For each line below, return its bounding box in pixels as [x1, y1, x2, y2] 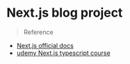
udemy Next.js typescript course [16, 49, 111, 57]
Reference [23, 28, 54, 36]
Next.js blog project [6, 5, 123, 21]
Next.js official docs [16, 41, 74, 49]
